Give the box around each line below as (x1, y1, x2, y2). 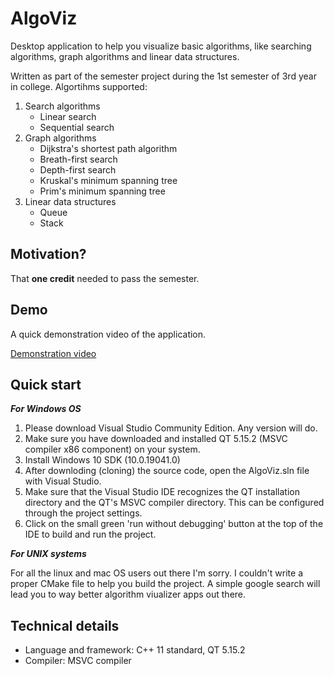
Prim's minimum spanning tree (39, 185, 166, 197)
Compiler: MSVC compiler (24, 655, 132, 667)
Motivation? (10, 246, 87, 263)
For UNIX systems (10, 548, 87, 560)
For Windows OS (10, 403, 82, 415)
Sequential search (39, 121, 115, 133)
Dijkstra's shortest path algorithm (39, 142, 178, 154)
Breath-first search (39, 153, 118, 165)
